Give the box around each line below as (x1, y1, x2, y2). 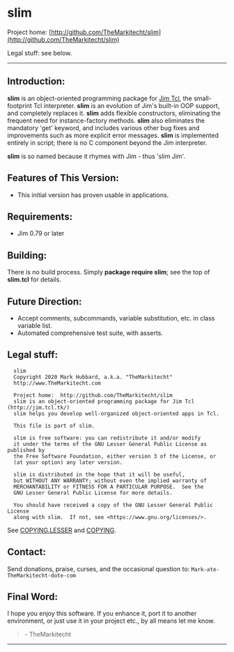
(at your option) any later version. (13, 458, 123, 466)
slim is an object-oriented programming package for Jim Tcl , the (7, 94, 193, 102)
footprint (7, 101, 33, 109)
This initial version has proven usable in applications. (17, 190, 169, 199)
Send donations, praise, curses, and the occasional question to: (7, 564, 190, 573)
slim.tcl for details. (7, 275, 61, 284)
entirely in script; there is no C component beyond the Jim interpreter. (7, 138, 208, 147)
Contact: (7, 546, 47, 558)
